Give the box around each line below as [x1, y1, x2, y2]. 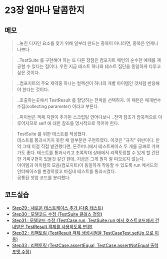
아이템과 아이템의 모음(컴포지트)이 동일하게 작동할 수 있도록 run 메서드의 [16, 162, 158, 168]
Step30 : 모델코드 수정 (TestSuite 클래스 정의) [11, 211, 103, 217]
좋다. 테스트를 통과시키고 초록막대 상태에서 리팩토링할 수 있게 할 [26, 149, 150, 155]
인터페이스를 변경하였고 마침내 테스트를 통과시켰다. [16, 168, 116, 174]
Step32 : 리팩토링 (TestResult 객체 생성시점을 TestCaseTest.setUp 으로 [11, 229, 154, 235]
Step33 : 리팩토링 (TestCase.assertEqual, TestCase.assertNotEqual [11, 242, 149, 248]
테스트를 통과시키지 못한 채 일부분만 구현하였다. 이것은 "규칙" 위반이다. [16, 137, 154, 143]
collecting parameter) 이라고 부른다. [26, 103, 99, 109]
